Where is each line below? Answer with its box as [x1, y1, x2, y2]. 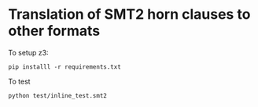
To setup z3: [8, 48, 49, 57]
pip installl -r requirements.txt [8, 62, 122, 71]
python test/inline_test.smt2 [8, 91, 108, 99]
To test [8, 77, 31, 86]
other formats [8, 22, 101, 40]
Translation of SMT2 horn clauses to [8, 5, 251, 23]
